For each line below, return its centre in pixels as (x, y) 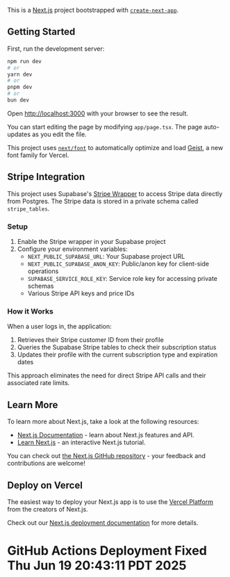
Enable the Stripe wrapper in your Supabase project (91, 242)
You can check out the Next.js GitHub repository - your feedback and (107, 456)
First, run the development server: (56, 49)
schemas (41, 286)
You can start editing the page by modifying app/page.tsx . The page (105, 127)
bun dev (18, 100)
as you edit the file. (59, 134)
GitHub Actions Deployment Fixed (107, 551)
